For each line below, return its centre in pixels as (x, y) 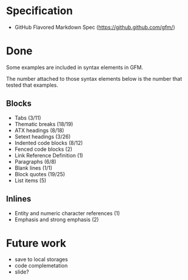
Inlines (19, 199)
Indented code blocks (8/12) (49, 143)
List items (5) (31, 180)
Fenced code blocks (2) (43, 149)
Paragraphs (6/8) (36, 162)
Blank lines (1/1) (33, 168)
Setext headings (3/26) (43, 136)
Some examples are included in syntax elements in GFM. (75, 67)
